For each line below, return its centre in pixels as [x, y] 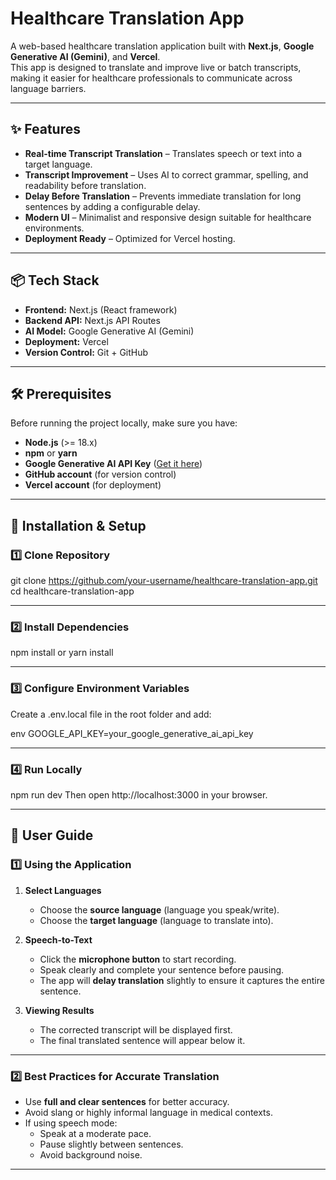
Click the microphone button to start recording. [138, 959]
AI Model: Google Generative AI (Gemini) [109, 331]
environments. [54, 228]
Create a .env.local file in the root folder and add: [111, 714]
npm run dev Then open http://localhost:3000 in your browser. [139, 794]
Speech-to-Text [58, 939]
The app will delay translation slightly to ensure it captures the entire [182, 980]
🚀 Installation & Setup [78, 525]
